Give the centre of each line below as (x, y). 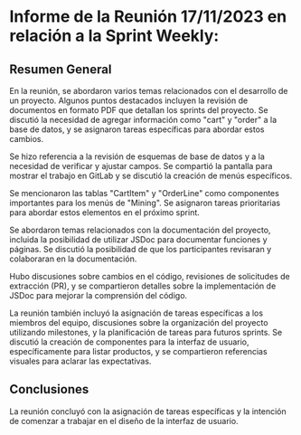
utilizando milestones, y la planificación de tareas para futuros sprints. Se (146, 332)
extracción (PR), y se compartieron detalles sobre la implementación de (143, 286)
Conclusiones (49, 389)
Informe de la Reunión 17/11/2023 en (148, 17)
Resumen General (61, 69)
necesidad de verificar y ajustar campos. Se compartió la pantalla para (141, 166)
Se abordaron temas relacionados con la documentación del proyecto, (140, 230)
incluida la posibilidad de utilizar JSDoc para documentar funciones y (139, 240)
